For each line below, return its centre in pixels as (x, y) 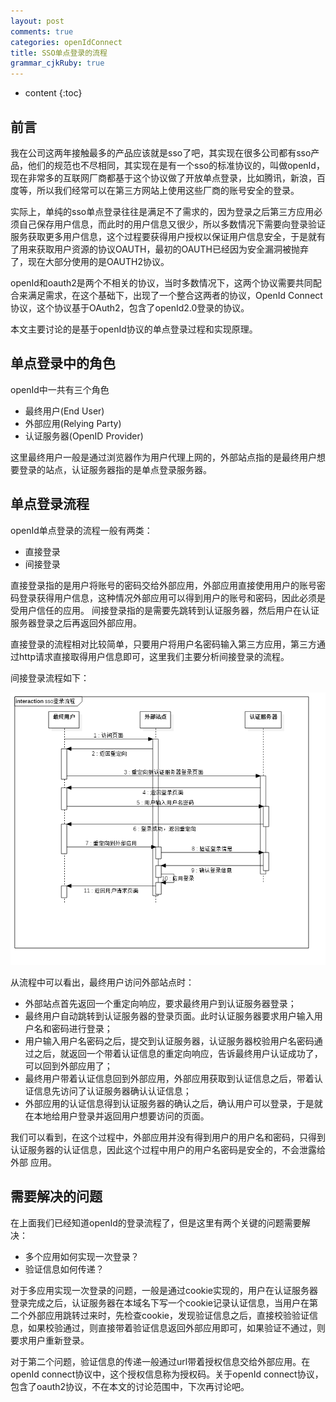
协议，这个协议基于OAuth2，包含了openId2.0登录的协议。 (130, 307)
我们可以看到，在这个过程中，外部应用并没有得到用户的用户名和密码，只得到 (168, 1137)
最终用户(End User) (64, 411)
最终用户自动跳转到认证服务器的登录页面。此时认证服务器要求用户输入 (169, 1016)
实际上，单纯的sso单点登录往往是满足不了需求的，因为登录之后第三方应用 (162, 211)
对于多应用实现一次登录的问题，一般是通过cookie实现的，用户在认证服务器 (164, 1290)
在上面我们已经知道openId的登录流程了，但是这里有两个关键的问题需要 (156, 1222)
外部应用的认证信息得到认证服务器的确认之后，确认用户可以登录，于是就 (173, 1103)
